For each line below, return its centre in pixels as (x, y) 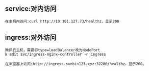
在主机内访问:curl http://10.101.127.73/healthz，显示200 (62, 21)
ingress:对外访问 (31, 37)
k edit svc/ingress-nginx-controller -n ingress (56, 54)
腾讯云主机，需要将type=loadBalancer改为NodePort (53, 50)
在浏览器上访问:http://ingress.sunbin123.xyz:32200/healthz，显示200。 (76, 64)
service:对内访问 (31, 9)
